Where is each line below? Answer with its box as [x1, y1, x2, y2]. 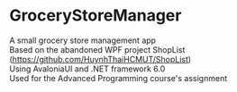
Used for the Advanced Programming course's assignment [9, 72, 228, 83]
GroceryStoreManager [9, 5, 182, 26]
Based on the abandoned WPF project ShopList [9, 44, 186, 54]
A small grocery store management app [9, 35, 156, 46]
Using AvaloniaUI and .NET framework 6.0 [9, 63, 166, 74]
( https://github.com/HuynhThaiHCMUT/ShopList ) [9, 54, 192, 64]
